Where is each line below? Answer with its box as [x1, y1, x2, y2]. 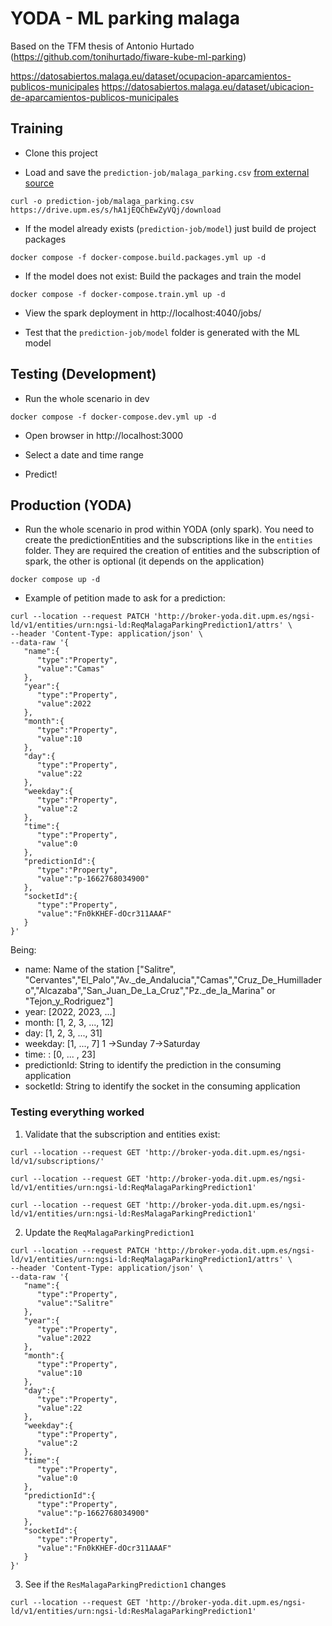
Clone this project [24, 147, 98, 159]
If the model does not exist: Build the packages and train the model [24, 270, 302, 282]
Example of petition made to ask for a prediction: [24, 592, 226, 604]
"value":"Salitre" [36, 1298, 114, 1308]
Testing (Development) [10, 366, 157, 383]
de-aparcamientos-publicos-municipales [10, 91, 179, 103]
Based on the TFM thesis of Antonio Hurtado [10, 40, 195, 52]
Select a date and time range [24, 448, 144, 461]
